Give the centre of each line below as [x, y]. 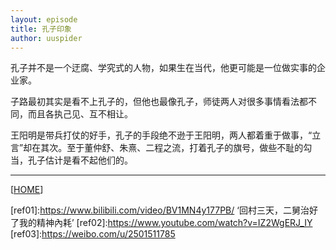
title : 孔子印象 [41, 29]
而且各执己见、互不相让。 [80, 114]
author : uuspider [46, 38]
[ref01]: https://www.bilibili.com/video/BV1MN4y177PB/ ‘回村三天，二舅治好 [164, 210]
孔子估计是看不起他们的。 [80, 160]
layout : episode [44, 19]
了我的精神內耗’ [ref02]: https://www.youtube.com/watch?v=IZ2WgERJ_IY [161, 223]
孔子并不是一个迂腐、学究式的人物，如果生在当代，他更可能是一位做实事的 [163, 68]
